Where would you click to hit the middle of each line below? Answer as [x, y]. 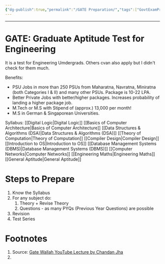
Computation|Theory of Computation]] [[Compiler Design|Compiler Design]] [82, 138]
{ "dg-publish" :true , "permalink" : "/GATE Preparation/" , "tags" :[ [71, 10]
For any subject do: [32, 198]
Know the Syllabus [31, 193]
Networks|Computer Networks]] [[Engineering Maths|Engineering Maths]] [80, 154]
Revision [21, 213]
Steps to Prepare [40, 179]
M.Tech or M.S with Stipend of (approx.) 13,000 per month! [72, 108]
